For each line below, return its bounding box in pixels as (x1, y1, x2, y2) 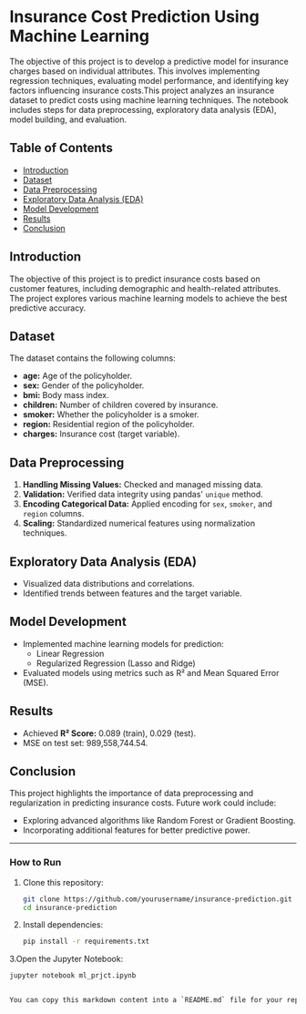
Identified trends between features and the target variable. (22, 588, 243, 599)
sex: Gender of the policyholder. (22, 380, 145, 391)
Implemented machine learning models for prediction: (22, 638, 225, 649)
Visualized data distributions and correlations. (22, 579, 195, 589)
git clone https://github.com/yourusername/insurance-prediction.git (22, 895, 293, 904)
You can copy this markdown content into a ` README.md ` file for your (9, 996, 283, 1005)
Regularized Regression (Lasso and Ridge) (36, 658, 196, 669)
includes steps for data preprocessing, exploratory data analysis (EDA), (9, 104, 277, 115)
